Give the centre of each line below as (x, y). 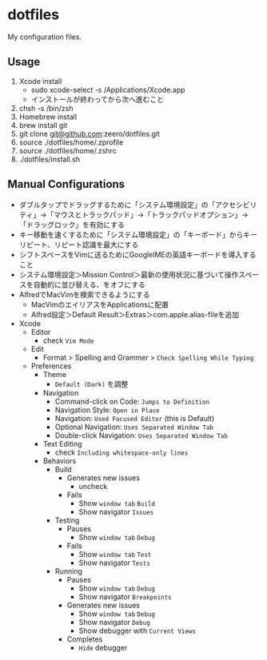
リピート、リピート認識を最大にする (79, 245)
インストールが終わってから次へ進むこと (98, 99)
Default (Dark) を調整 (92, 384)
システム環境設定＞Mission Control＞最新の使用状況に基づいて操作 (129, 274)
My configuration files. (44, 37)
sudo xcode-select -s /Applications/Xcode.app (108, 89)
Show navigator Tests (115, 563)
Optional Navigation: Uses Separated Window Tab (134, 427)
